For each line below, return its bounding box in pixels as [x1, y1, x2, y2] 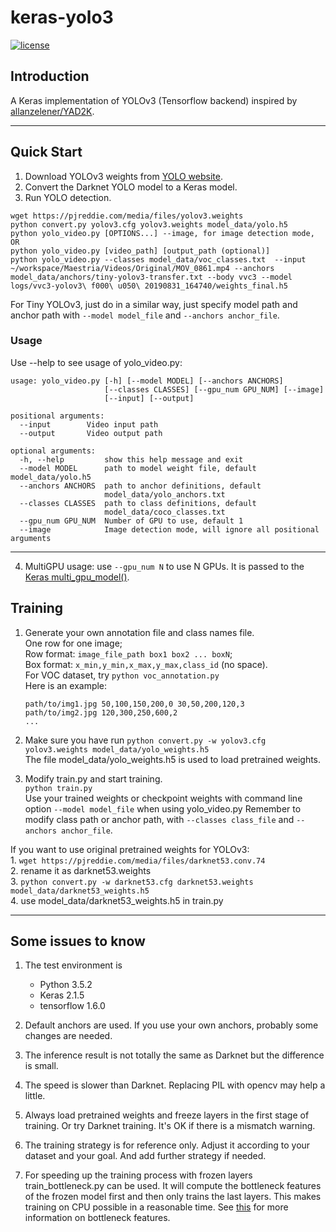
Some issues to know [10, 933, 146, 950]
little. [24, 1090, 46, 1102]
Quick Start [10, 144, 83, 161]
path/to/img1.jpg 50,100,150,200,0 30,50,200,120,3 [24, 699, 245, 709]
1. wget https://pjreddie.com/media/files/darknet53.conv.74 [10, 854, 266, 866]
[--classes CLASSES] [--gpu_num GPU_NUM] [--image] [104, 384, 325, 395]
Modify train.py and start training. [24, 772, 163, 785]
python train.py [24, 783, 93, 793]
